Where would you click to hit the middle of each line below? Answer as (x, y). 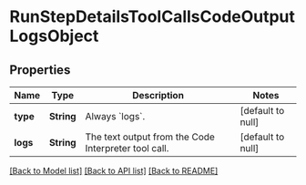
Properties (40, 70)
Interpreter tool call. (127, 148)
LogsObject (54, 36)
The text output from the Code (150, 137)
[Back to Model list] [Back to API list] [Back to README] (114, 171)
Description (158, 95)
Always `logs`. (115, 116)
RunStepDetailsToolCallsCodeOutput (153, 17)
